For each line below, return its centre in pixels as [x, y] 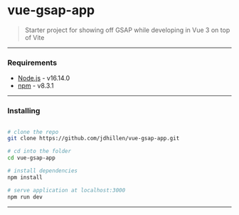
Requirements [32, 63]
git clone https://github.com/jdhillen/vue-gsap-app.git [94, 138]
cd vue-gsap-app [31, 158]
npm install [25, 177]
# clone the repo [33, 132]
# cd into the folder [39, 152]
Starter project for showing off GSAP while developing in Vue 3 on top [127, 30]
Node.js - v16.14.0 [43, 78]
